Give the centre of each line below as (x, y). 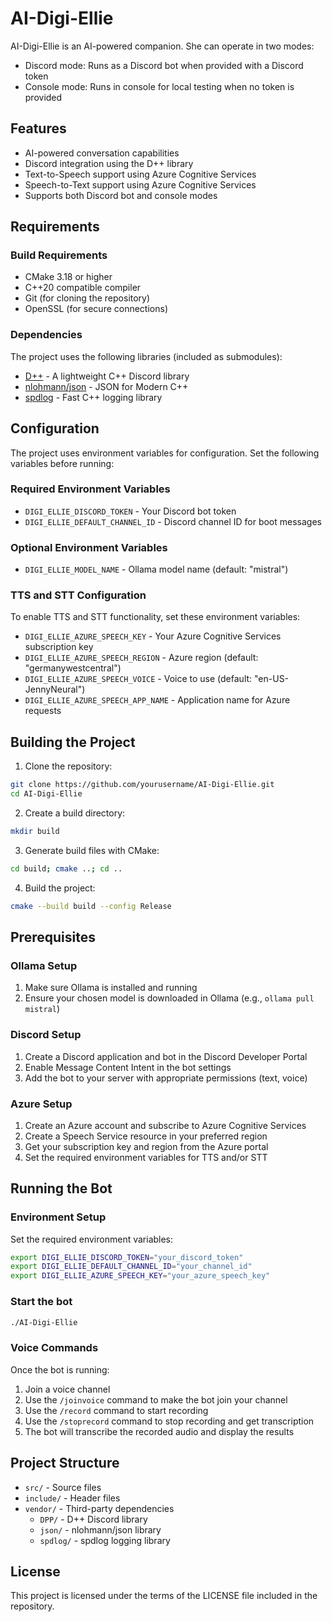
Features (38, 128)
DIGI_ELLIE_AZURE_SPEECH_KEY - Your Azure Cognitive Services (153, 636)
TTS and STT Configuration (78, 595)
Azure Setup (41, 1104)
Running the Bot (61, 1188)
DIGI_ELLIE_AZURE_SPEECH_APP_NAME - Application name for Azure (157, 700)
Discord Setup (46, 1035)
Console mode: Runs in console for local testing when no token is (159, 86)
